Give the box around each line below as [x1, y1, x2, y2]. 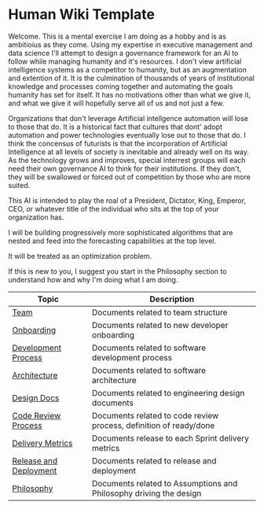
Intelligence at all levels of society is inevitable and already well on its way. [8, 147, 250, 157]
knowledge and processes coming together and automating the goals [8, 81, 233, 91]
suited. [8, 180, 31, 190]
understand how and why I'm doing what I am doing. [8, 275, 178, 284]
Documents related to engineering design [91, 387, 245, 398]
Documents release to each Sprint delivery [91, 433, 250, 444]
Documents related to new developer [91, 319, 229, 330]
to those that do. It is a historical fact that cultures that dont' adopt [8, 122, 222, 131]
